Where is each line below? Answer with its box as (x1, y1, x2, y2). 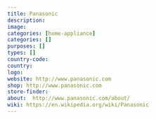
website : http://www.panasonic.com (7, 75, 112, 83)
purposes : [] (7, 43, 46, 50)
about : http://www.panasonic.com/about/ (7, 95, 131, 102)
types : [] (7, 50, 37, 57)
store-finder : (7, 88, 49, 95)
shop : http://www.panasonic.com (7, 82, 102, 89)
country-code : (7, 56, 49, 63)
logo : (7, 69, 23, 76)
